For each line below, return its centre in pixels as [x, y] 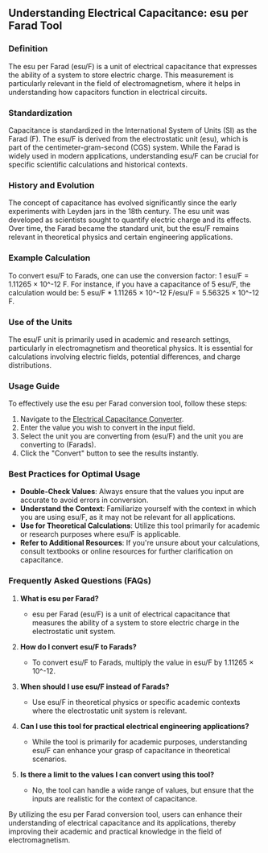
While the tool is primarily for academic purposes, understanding [140, 742]
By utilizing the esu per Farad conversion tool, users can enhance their [126, 814]
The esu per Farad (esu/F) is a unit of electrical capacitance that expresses [133, 66]
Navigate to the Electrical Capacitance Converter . [102, 419]
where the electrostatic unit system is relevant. [109, 711]
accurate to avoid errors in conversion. [84, 500]
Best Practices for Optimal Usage [74, 474]
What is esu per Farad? [59, 598]
